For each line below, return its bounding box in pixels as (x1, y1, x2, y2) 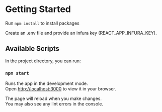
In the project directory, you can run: (5, 58, 81, 64)
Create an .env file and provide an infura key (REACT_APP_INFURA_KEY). (5, 30, 157, 36)
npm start (5, 70, 29, 76)
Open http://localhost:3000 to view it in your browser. (5, 86, 117, 92)
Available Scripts (5, 44, 59, 53)
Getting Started (5, 4, 71, 15)
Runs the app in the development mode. (5, 80, 88, 86)
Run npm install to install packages (5, 20, 79, 26)
